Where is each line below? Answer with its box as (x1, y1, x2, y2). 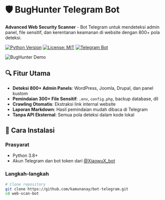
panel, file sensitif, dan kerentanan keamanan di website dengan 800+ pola (5, 29, 160, 35)
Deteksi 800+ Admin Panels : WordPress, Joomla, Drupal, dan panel (12, 85, 153, 91)
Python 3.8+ (12, 152, 38, 158)
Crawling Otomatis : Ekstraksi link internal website (12, 101, 116, 107)
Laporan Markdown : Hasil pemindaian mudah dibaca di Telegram (12, 106, 148, 112)
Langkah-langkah (5, 170, 49, 177)
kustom (12, 90, 28, 96)
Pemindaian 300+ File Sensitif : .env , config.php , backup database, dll (12, 96, 158, 102)
